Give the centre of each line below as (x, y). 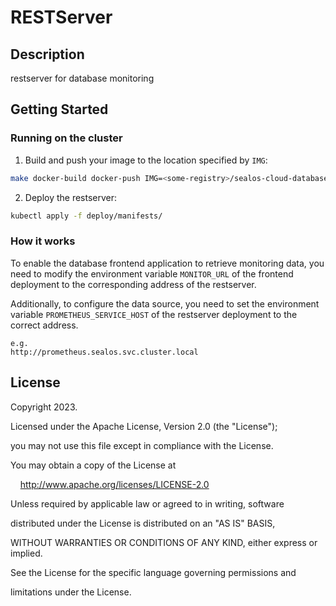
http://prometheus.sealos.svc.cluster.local (104, 352)
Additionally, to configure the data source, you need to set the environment (165, 303)
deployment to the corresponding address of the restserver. (133, 284)
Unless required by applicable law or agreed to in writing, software (147, 503)
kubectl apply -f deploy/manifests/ (86, 216)
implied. (26, 553)
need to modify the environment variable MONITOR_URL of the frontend (152, 273)
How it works (43, 241)
